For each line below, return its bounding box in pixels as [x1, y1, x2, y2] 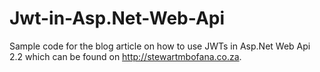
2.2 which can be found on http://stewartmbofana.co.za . [9, 50, 242, 62]
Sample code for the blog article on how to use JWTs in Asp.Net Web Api [9, 40, 311, 52]
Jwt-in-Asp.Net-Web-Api [9, 7, 226, 30]
